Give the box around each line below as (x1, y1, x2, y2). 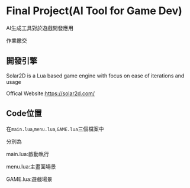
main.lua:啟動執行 (6, 150, 49, 157)
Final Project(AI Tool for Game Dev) (6, 4, 182, 18)
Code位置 (6, 108, 43, 119)
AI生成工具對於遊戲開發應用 (6, 24, 74, 31)
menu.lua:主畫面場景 (6, 163, 56, 170)
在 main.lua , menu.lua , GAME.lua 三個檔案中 (6, 125, 104, 132)
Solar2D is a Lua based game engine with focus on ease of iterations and (6, 72, 185, 79)
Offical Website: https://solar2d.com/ (6, 90, 95, 97)
